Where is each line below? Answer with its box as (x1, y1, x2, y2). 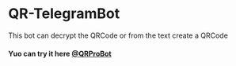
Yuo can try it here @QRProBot (8, 49, 112, 58)
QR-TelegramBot (8, 5, 120, 23)
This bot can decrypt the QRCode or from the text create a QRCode (8, 31, 228, 40)
